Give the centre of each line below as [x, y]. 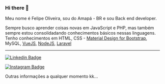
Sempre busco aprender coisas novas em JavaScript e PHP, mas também [80, 28]
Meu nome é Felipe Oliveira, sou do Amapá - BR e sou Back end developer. [81, 19]
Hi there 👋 [17, 8]
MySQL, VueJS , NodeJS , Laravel [38, 43]
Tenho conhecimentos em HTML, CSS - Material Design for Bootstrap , [76, 38]
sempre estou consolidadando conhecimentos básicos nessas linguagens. [81, 33]
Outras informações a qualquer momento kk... [52, 76]
